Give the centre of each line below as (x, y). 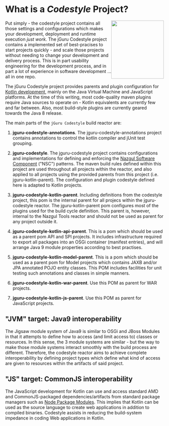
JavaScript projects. (33, 303)
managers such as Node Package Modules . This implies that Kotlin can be (82, 402)
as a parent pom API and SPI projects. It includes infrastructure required (87, 236)
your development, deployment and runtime (51, 34)
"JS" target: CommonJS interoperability (69, 379)
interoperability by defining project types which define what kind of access (83, 358)
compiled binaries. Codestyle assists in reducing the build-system (74, 412)
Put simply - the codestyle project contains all (53, 23)
